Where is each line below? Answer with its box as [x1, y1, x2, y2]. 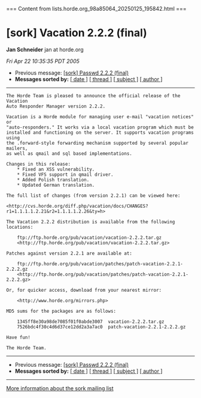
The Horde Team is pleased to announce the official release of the [6, 92, 181, 98]
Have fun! [6, 334, 31, 340]
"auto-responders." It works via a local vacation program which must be [6, 124, 194, 130]
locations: [6, 224, 33, 230]
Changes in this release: [6, 161, 71, 167]
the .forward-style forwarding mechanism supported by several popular [6, 140, 188, 146]
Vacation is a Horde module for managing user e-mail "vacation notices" [6, 113, 194, 119]
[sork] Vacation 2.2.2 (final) [6, 26, 148, 40]
